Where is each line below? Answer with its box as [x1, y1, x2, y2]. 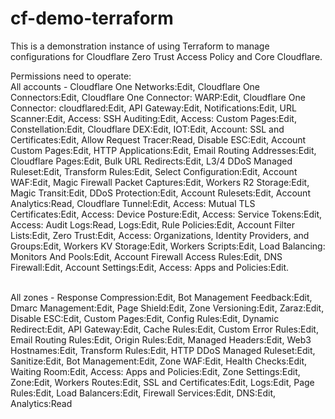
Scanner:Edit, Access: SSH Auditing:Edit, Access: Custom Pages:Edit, [10, 112, 297, 124]
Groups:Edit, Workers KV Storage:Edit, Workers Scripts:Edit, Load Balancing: [10, 240, 326, 252]
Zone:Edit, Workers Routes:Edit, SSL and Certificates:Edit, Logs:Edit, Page [10, 376, 315, 388]
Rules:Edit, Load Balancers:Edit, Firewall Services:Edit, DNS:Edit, [10, 387, 277, 399]
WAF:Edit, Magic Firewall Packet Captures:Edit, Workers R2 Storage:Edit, [10, 176, 310, 188]
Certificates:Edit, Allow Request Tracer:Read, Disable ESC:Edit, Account [10, 133, 307, 146]
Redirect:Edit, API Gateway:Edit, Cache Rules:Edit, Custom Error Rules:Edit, [10, 323, 319, 335]
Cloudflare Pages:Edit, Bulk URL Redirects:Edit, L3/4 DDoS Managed [10, 155, 293, 167]
